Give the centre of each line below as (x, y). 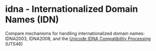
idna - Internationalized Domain (72, 9)
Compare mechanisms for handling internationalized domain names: (75, 33)
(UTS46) (14, 44)
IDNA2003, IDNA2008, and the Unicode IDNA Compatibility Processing (78, 39)
